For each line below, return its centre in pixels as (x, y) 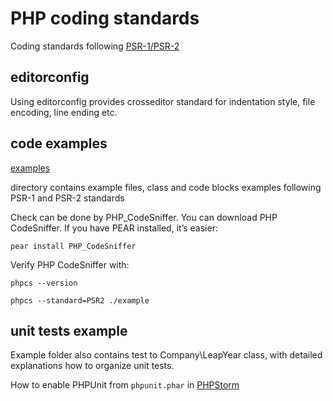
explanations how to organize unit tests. (92, 366)
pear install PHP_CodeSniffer (73, 246)
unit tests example (69, 330)
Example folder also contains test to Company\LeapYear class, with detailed (166, 355)
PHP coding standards (105, 18)
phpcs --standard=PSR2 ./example (80, 300)
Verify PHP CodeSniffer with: (70, 264)
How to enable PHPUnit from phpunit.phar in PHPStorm (125, 385)
